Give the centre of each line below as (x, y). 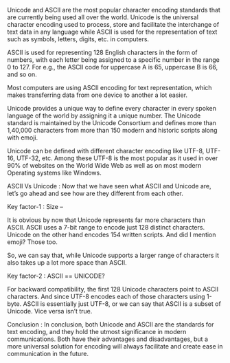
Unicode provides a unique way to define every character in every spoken (112, 108)
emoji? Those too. (33, 242)
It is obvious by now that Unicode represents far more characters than (106, 220)
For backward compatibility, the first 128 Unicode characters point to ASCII (113, 289)
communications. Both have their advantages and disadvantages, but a (107, 339)
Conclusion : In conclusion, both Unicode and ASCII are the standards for (111, 324)
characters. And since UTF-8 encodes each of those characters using (106, 296)
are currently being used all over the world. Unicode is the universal (103, 17)
